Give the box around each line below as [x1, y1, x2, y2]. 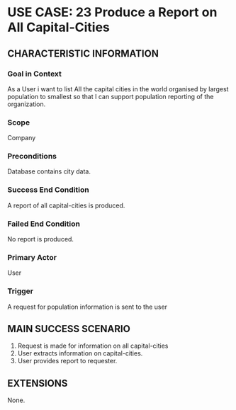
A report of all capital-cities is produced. [7, 201, 125, 210]
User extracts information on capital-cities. [17, 349, 143, 358]
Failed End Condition [7, 219, 80, 229]
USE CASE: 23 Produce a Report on [7, 4, 218, 21]
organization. [7, 100, 46, 108]
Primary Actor [7, 252, 57, 262]
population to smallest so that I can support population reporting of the [7, 92, 214, 101]
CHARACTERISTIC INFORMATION [7, 47, 159, 59]
